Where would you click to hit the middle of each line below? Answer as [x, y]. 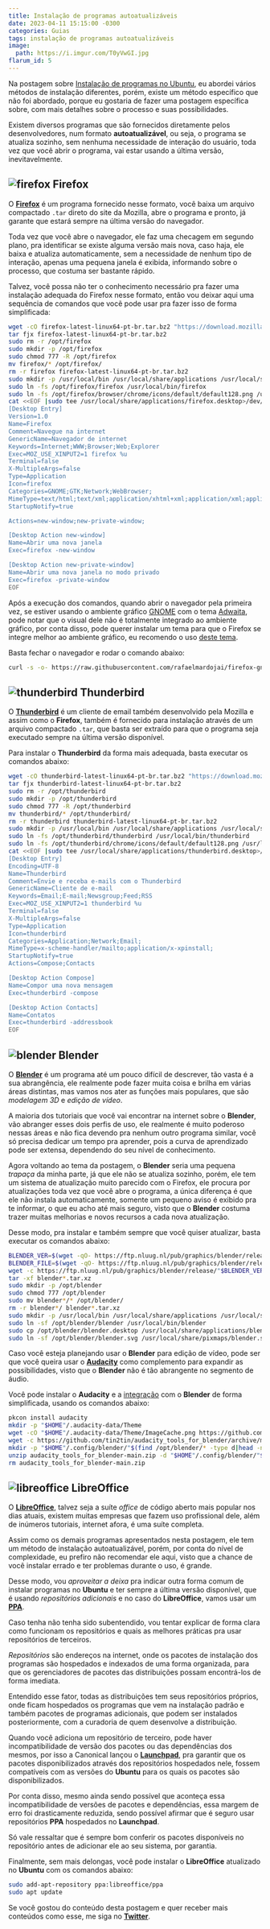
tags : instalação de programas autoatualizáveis [91, 38]
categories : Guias [39, 31]
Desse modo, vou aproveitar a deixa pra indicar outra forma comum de [126, 1581]
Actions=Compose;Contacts [51, 964]
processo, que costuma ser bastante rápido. [82, 271]
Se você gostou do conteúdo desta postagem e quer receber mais [118, 1908]
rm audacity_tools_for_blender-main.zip [77, 1463]
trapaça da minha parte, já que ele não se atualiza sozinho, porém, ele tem [132, 1174]
